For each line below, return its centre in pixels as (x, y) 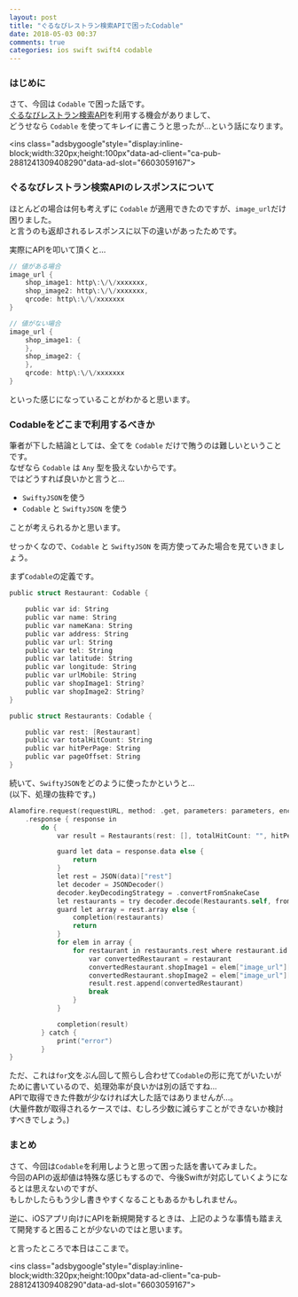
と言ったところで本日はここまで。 (71, 1248)
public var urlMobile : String (81, 675)
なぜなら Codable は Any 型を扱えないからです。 (95, 468)
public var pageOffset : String (83, 757)
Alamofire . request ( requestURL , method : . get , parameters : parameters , (142, 811)
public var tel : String (69, 650)
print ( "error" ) (85, 1041)
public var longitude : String (81, 667)
